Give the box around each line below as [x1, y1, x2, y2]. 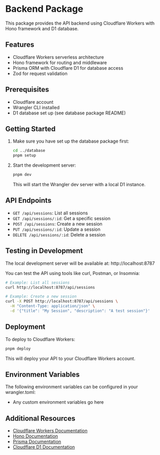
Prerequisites [5, 85, 49, 94]
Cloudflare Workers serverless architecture [12, 54, 104, 60]
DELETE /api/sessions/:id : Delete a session [12, 231, 106, 238]
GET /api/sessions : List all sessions [12, 210, 88, 216]
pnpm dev [12, 172, 32, 177]
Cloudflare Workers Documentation [12, 428, 88, 434]
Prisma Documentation [12, 439, 62, 445]
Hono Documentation [12, 433, 58, 439]
